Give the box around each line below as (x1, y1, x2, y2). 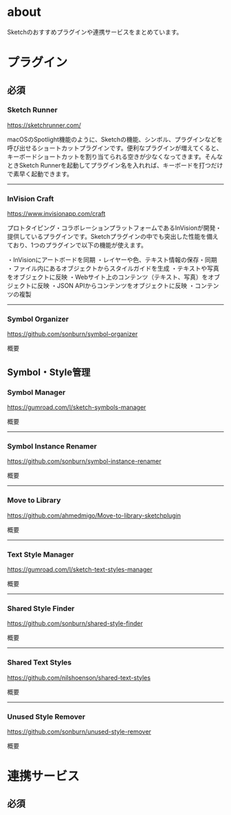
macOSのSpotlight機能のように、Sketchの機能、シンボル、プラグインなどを (7, 135, 223, 144)
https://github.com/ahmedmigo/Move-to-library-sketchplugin (7, 511, 181, 520)
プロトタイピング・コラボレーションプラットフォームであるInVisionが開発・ (7, 224, 222, 232)
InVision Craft (7, 194, 54, 204)
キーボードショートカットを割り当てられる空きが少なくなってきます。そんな (7, 153, 223, 161)
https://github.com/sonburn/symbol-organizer (7, 330, 138, 338)
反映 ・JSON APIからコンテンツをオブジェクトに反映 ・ (36, 282, 195, 290)
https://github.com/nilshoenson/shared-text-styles (7, 674, 151, 682)
